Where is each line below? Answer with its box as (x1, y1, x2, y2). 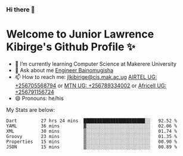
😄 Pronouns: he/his (14, 94, 64, 102)
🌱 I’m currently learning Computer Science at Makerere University (14, 60, 177, 68)
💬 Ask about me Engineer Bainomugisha (14, 66, 114, 74)
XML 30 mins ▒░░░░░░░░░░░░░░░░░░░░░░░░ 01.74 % (6, 128, 178, 134)
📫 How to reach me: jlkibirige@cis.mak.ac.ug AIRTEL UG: (14, 73, 157, 80)
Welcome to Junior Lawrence (6, 27, 154, 41)
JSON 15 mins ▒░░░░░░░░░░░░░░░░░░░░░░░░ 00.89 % (6, 143, 178, 150)
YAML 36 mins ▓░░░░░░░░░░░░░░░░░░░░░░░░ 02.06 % (6, 123, 178, 129)
